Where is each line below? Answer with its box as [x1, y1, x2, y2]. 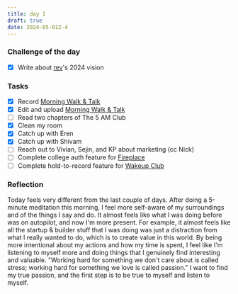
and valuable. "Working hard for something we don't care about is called [7, 256, 219, 264]
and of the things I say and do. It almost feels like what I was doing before [7, 210, 222, 219]
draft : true [7, 17, 42, 24]
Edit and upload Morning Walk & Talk [17, 106, 125, 114]
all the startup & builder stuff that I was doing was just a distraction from [7, 225, 218, 234]
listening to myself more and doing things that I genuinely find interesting [7, 248, 221, 256]
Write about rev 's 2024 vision [17, 63, 104, 72]
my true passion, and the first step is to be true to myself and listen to [7, 271, 210, 279]
